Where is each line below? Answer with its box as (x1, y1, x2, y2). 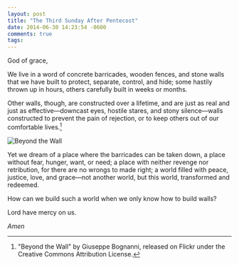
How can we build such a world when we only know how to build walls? (7, 194, 217, 202)
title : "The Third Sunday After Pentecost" (7, 17, 139, 24)
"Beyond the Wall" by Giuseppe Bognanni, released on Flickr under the (17, 242, 225, 251)
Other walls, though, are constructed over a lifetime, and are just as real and (7, 99, 230, 107)
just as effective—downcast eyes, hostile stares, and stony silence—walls (7, 107, 223, 115)
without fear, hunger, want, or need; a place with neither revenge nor (7, 158, 209, 166)
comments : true (7, 30, 53, 38)
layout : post (7, 10, 46, 18)
